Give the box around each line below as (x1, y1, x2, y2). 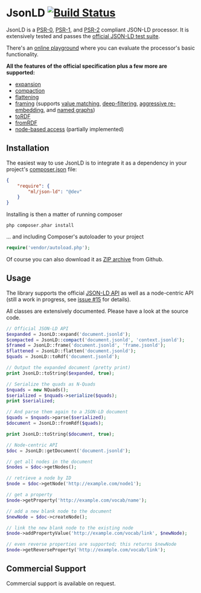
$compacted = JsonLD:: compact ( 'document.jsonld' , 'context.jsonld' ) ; (6, 336, 185, 343)
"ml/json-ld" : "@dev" (28, 188, 83, 195)
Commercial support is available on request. (6, 580, 116, 587)
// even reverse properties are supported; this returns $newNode (6, 542, 177, 548)
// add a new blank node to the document (6, 508, 112, 514)
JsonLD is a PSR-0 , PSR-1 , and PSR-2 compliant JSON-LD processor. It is (6, 26, 189, 33)
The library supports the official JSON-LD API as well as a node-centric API (6, 289, 194, 296)
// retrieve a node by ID (6, 475, 71, 481)
